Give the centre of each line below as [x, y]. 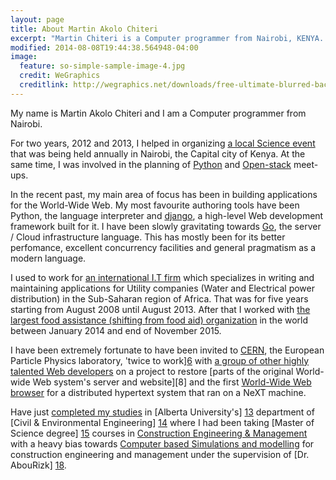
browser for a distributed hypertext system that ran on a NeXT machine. [158, 392]
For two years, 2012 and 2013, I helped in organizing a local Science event [163, 143]
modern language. [48, 258]
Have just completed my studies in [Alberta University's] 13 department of [162, 412]
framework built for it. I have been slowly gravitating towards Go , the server [166, 226]
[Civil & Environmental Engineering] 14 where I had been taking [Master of [162, 422]
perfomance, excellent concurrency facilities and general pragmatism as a [163, 247]
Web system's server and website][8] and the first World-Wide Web [172, 382]
